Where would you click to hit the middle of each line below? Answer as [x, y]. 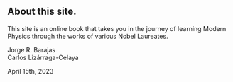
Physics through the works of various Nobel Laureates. [88, 36]
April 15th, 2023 [31, 71]
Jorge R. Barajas [31, 49]
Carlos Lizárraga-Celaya [43, 57]
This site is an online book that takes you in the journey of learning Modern [117, 28]
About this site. [42, 12]
